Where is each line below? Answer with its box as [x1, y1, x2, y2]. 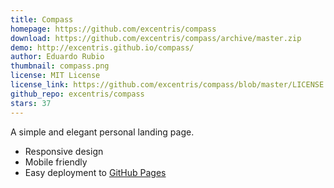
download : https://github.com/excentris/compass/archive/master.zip [10, 33, 302, 43]
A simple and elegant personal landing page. [10, 126, 195, 138]
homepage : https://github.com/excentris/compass [10, 24, 217, 34]
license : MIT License [10, 71, 101, 81]
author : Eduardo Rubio [10, 52, 105, 62]
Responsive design [24, 145, 104, 157]
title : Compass [10, 14, 74, 25]
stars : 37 [10, 98, 52, 108]
